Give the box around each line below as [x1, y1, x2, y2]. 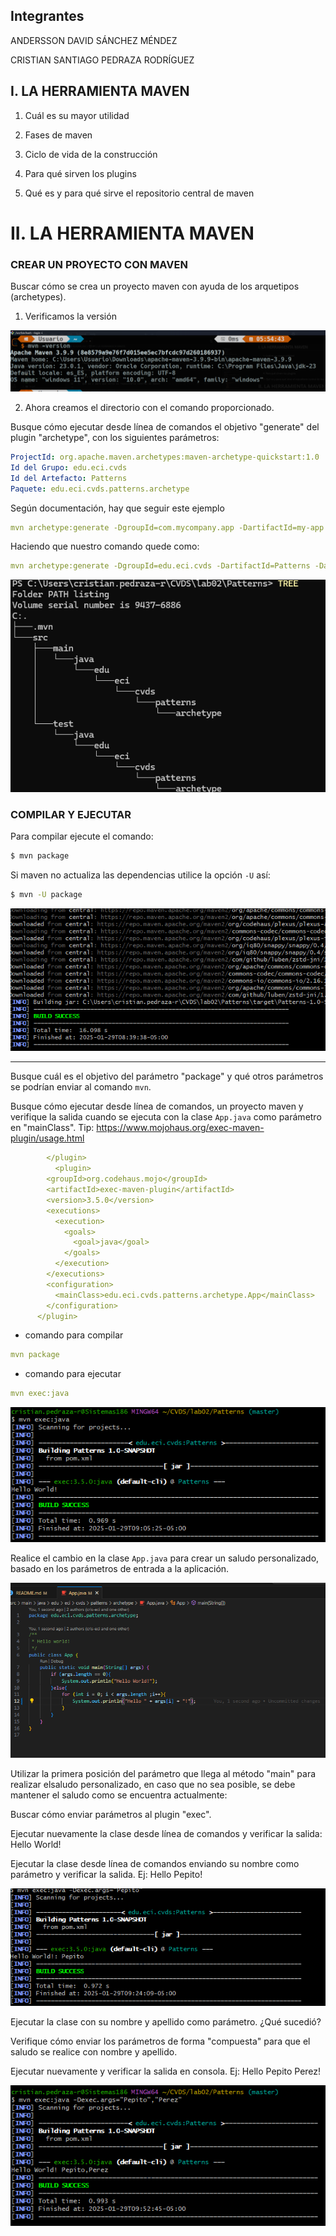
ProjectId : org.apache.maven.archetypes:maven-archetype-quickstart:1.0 [10, 452, 320, 463]
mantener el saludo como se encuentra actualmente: [10, 1789, 228, 1801]
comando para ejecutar [24, 1368, 122, 1380]
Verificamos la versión [24, 310, 117, 323]
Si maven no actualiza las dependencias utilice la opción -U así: [10, 869, 271, 881]
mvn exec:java [10, 1389, 70, 1399]
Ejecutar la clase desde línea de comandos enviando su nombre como [10, 1858, 300, 1870]
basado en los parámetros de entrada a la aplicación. [10, 1563, 230, 1575]
